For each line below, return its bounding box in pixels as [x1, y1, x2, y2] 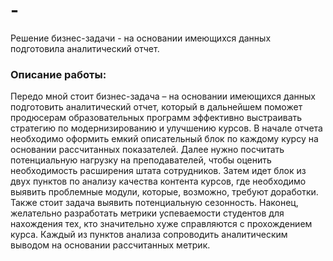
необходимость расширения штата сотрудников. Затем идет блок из [10, 165, 307, 177]
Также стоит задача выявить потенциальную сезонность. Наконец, [10, 197, 299, 209]
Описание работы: [10, 67, 107, 81]
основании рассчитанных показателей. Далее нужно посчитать [10, 144, 285, 156]
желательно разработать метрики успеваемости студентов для [10, 207, 285, 219]
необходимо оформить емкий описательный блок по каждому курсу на [10, 133, 319, 145]
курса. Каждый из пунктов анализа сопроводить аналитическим [10, 229, 288, 241]
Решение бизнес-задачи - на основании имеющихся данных [10, 32, 272, 44]
